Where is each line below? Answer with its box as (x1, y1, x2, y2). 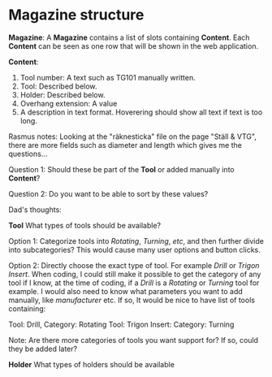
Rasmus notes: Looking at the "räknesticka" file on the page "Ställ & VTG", (8, 132, 257, 141)
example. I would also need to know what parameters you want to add (8, 286, 244, 296)
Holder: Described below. (19, 89, 106, 99)
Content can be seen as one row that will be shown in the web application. (8, 41, 258, 50)
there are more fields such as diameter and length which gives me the (8, 140, 242, 149)
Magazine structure (8, 6, 145, 24)
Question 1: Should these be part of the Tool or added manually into (8, 164, 235, 174)
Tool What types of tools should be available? (8, 220, 162, 230)
